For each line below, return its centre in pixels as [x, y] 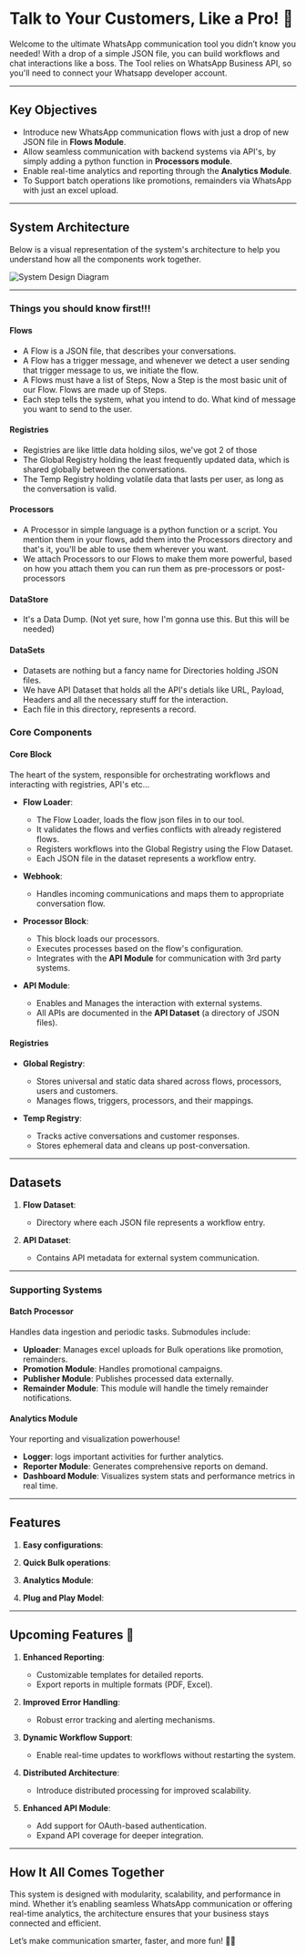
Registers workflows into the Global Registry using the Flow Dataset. [164, 849]
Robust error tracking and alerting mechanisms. [126, 1719]
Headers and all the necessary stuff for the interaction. [125, 699]
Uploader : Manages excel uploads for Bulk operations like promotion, [153, 1349]
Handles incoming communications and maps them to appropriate [160, 893]
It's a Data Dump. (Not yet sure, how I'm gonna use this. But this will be [156, 620]
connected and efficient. [56, 1923]
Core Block [31, 755]
